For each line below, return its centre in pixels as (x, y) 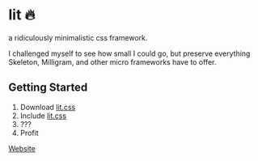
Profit (29, 133)
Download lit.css (48, 107)
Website (22, 148)
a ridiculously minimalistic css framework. (78, 37)
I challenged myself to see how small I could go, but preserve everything (129, 53)
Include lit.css (43, 116)
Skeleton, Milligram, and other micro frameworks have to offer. (112, 61)
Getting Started (48, 88)
